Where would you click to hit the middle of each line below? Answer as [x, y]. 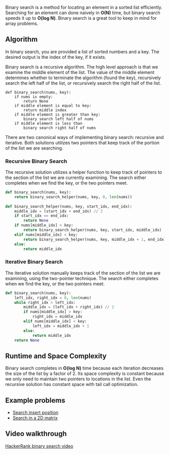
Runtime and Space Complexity [56, 356]
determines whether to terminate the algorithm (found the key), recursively [83, 78]
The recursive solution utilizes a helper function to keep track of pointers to [84, 172]
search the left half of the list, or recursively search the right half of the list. [83, 83]
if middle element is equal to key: [53, 106]
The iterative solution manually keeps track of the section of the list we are [83, 273]
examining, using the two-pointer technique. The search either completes [82, 278]
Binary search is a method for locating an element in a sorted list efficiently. [84, 7]
